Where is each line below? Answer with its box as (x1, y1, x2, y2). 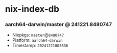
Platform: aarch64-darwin (12, 37, 63, 43)
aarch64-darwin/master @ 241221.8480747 (5, 21, 112, 28)
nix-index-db (5, 3, 60, 15)
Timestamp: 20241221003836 (12, 43, 69, 49)
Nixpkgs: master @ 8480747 (12, 32, 64, 38)
